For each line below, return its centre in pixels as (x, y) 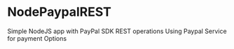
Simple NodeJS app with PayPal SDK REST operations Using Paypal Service (117, 31)
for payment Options (37, 38)
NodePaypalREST (60, 12)
